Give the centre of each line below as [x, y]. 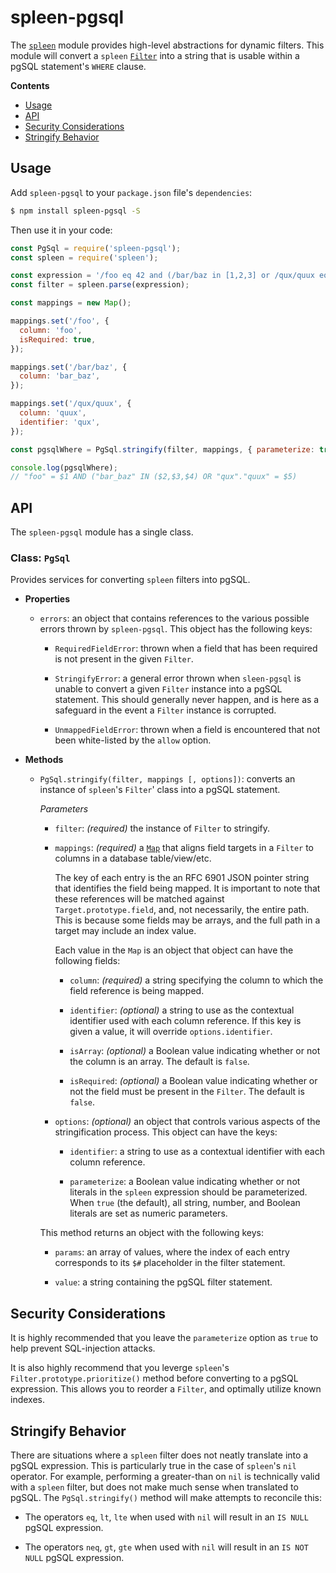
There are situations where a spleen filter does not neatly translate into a [159, 1455]
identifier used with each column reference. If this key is [185, 1021]
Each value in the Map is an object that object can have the [174, 950]
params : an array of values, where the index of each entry [172, 1252]
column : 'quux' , [53, 413]
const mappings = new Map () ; [71, 303]
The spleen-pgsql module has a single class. [102, 532]
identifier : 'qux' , [60, 422]
